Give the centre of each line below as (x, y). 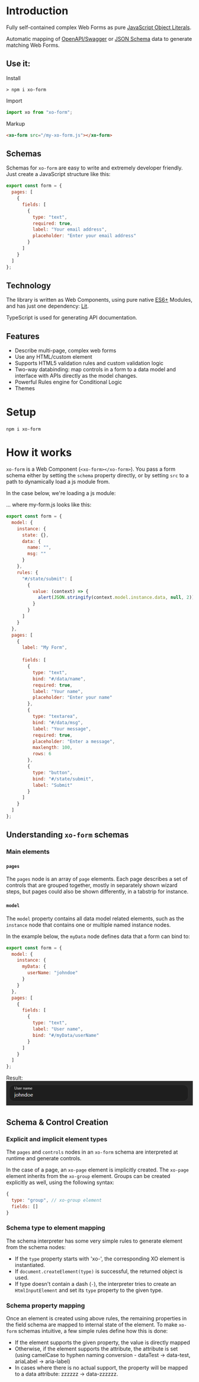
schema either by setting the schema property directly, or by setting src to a (97, 475)
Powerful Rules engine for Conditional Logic (68, 382)
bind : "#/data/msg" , (58, 722)
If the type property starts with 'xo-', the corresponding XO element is (100, 1259)
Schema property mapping (46, 1306)
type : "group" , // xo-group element (57, 1200)
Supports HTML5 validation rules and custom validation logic (89, 363)
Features (23, 336)
